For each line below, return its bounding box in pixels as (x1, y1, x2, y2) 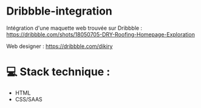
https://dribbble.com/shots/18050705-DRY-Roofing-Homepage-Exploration (6, 30, 196, 38)
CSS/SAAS (15, 95, 43, 103)
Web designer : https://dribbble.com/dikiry (6, 42, 113, 50)
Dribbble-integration (6, 4, 112, 18)
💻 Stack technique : (6, 65, 111, 79)
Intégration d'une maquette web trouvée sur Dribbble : (6, 24, 143, 32)
